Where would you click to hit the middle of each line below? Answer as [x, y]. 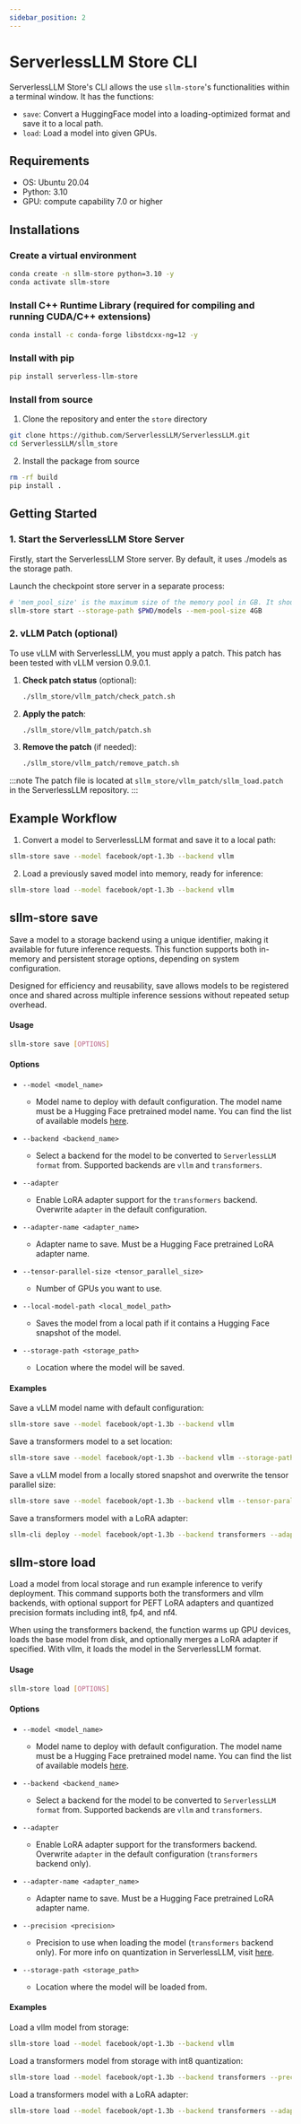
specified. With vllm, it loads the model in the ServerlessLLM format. [135, 1649]
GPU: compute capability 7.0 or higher [92, 202]
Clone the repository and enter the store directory [115, 419]
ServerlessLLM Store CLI [103, 61]
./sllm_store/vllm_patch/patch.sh [86, 730]
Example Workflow [63, 818]
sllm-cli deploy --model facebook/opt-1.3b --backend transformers [138, 1535]
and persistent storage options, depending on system [141, 958]
